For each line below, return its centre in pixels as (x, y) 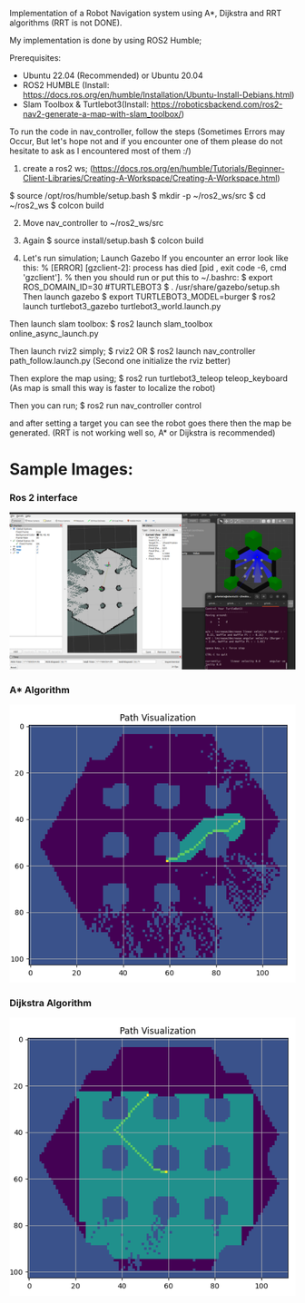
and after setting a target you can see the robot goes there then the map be (151, 423)
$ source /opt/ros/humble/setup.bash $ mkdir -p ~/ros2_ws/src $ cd (138, 196)
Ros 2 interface (44, 498)
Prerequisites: (35, 58)
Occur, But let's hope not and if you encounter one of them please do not (146, 141)
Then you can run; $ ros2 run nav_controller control (106, 406)
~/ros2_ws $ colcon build (57, 205)
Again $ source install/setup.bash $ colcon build (113, 240)
